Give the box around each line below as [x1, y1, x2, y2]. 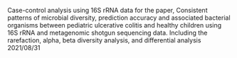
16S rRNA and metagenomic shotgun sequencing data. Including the [7, 28, 208, 37]
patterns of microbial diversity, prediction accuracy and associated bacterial [7, 13, 231, 22]
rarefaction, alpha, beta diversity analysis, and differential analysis [7, 36, 201, 45]
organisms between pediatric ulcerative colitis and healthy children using [7, 21, 222, 29]
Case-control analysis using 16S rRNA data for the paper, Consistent [7, 6, 208, 14]
